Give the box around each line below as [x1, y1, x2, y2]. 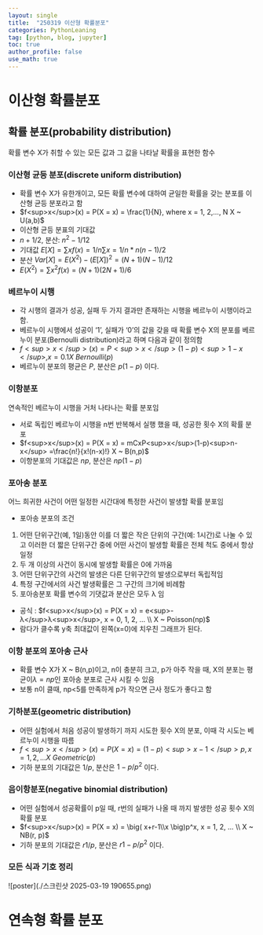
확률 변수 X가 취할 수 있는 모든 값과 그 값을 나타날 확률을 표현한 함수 [8, 147, 216, 157]
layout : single [8, 11, 58, 20]
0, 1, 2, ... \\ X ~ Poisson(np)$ [116, 615, 210, 624]
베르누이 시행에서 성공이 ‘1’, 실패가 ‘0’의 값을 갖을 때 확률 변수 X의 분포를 [19, 326, 241, 335]
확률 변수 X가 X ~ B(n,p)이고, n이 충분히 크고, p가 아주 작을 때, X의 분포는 [19, 665, 246, 675]
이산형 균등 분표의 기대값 [19, 225, 96, 234]
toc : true [8, 41, 41, 49]
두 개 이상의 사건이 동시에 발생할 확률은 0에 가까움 [19, 560, 173, 569]
